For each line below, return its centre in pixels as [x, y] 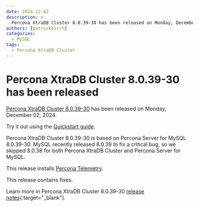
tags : [13, 45]
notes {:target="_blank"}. [36, 198]
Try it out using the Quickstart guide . [51, 126]
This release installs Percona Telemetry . [55, 168]
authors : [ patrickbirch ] [37, 28]
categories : [21, 34]
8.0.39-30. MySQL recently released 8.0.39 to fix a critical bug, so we [91, 144]
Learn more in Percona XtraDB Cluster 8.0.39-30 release [75, 191]
